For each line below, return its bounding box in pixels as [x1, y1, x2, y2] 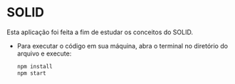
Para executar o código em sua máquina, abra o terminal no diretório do [16, 41, 229, 50]
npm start [16, 69, 47, 77]
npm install [16, 63, 53, 70]
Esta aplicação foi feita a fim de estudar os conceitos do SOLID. [6, 28, 194, 36]
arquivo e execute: [16, 49, 72, 58]
